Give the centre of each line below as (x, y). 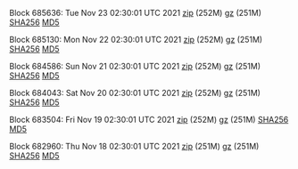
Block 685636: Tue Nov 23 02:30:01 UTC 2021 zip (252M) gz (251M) (135, 13)
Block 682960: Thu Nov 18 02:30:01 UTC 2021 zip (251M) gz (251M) (134, 146)
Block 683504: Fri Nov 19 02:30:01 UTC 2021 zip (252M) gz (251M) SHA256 (149, 120)
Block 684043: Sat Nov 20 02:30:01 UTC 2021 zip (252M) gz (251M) (135, 93)
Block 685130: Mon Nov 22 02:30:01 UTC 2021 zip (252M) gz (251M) (136, 40)
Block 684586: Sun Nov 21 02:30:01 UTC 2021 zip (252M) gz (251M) (135, 66)
